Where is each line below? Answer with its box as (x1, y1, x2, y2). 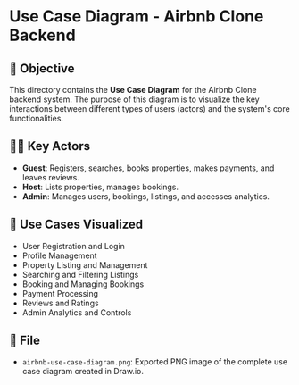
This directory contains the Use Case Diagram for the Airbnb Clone (9, 85, 257, 95)
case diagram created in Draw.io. (21, 366, 145, 377)
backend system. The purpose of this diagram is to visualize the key (9, 94, 261, 105)
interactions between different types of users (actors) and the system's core (9, 104, 290, 113)
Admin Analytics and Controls (21, 306, 132, 318)
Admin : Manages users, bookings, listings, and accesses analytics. (21, 190, 270, 202)
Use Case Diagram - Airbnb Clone (9, 6, 264, 27)
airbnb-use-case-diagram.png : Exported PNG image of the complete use (21, 356, 288, 367)
